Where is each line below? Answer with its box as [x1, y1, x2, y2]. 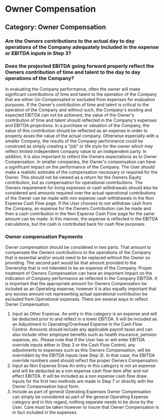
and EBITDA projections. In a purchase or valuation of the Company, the [5, 122, 150, 128]
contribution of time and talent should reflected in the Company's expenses [5, 117, 157, 123]
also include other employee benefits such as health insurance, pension [12, 332, 157, 337]
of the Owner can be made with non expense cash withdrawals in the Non [5, 195, 154, 201]
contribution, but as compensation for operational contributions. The [5, 179, 143, 185]
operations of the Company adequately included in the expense [5, 43, 159, 50]
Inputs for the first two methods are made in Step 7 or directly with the [12, 378, 154, 384]
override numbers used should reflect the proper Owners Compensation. [12, 357, 159, 363]
